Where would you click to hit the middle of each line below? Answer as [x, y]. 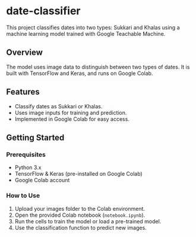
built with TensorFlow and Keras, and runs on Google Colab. [80, 73]
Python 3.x [28, 167]
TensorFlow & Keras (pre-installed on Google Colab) [78, 174]
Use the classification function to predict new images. [80, 227]
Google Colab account [42, 180]
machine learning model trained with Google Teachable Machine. [86, 33]
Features [23, 92]
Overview [25, 53]
